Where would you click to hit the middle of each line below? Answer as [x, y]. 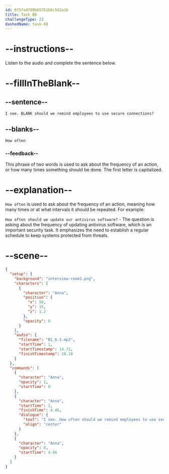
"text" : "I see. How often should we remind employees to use [90, 420]
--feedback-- [22, 153]
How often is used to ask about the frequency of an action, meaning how [80, 204]
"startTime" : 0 [34, 387]
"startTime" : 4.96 [38, 453]
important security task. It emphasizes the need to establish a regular [77, 230]
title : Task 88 [21, 15]
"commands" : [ [24, 368]
